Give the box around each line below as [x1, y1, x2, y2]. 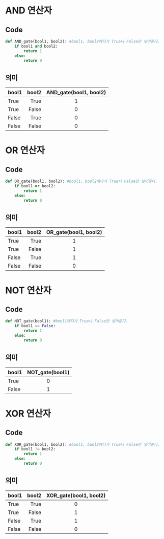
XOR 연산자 [5, 407, 51, 419]
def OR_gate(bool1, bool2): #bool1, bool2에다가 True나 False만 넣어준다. [5, 179, 158, 184]
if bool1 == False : [14, 324, 56, 329]
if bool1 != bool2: [14, 446, 56, 452]
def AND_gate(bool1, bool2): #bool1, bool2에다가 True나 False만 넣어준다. [5, 39, 160, 44]
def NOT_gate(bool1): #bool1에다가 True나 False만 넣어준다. [5, 318, 128, 324]
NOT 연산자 [5, 285, 52, 296]
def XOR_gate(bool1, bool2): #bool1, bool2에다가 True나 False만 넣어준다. [5, 442, 160, 447]
